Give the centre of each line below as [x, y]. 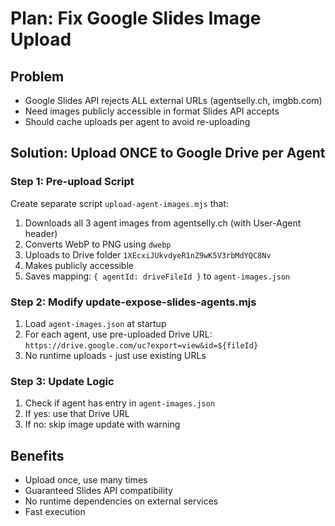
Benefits [37, 455]
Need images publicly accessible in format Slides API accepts [152, 111]
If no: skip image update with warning [102, 424]
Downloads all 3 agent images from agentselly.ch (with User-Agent [163, 223]
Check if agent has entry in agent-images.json [120, 403]
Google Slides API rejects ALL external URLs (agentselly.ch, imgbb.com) [173, 100]
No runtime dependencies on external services [121, 501]
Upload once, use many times [86, 480]
